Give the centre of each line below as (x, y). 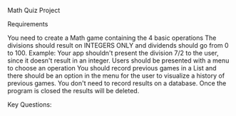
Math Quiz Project (34, 10)
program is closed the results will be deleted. (73, 91)
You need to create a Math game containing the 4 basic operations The (112, 38)
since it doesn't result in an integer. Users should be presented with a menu (118, 60)
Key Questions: (30, 105)
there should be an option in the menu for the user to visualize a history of (116, 75)
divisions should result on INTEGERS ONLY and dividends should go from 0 (118, 45)
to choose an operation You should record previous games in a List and (112, 68)
